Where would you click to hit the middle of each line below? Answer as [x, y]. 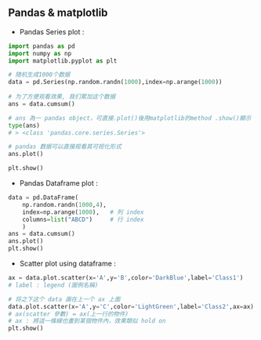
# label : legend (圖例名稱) [53, 285]
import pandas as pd [42, 46]
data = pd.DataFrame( [43, 198]
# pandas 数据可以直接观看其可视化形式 [65, 147]
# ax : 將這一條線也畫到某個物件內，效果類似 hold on [87, 321]
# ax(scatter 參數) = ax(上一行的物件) [69, 314]
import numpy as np [40, 53]
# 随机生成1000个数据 [39, 75]
